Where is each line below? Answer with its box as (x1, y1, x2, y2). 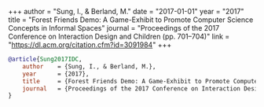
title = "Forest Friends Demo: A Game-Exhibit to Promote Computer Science (8, 15, 254, 24)
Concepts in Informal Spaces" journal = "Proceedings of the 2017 (8, 24, 220, 32)
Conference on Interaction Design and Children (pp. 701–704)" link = (8, 31, 230, 41)
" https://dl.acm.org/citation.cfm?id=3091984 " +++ (8, 40, 172, 50)
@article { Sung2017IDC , (8, 55, 82, 63)
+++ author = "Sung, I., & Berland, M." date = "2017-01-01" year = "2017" (8, 7, 244, 16)
